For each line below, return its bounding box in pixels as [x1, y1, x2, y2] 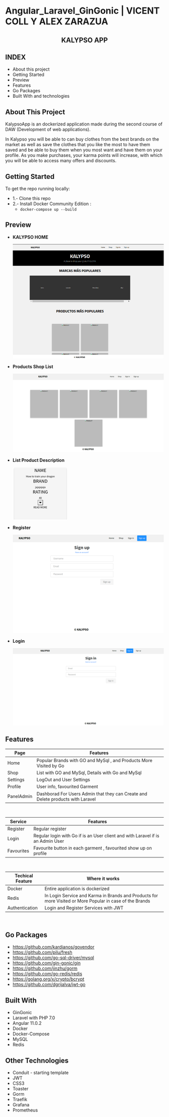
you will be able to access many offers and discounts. [5, 158, 117, 164]
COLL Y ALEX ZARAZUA [5, 16, 108, 27]
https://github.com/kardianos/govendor [12, 944, 95, 950]
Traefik [12, 1096, 28, 1102]
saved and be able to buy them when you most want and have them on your [5, 147, 162, 153]
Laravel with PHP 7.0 [12, 1015, 55, 1021]
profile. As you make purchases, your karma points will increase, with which [5, 152, 162, 158]
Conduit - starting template [12, 1070, 69, 1076]
